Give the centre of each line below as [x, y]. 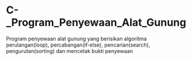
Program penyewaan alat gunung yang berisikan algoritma [77, 38]
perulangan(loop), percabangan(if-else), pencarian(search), [78, 45]
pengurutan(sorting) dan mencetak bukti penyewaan [70, 51]
